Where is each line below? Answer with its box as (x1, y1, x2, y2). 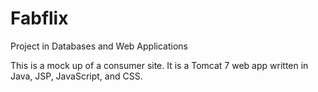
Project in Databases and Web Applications (10, 40, 188, 52)
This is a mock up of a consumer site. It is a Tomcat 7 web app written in (10, 59, 309, 71)
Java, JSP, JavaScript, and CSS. (10, 70, 143, 82)
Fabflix (10, 7, 69, 30)
